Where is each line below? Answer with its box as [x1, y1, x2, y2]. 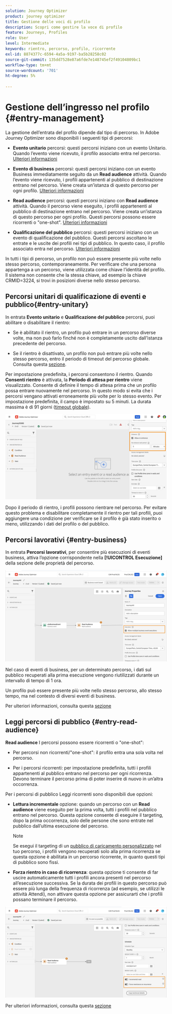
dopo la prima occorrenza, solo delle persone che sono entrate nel [12, 817, 154, 823]
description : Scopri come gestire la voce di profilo [5, 25, 123, 30]
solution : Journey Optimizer [5, 8, 68, 13]
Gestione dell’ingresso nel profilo [5, 102, 150, 113]
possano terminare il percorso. [12, 896, 78, 903]
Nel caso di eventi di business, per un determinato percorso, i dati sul [5, 666, 152, 672]
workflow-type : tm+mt [5, 62, 52, 68]
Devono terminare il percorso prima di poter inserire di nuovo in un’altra [12, 776, 163, 782]
